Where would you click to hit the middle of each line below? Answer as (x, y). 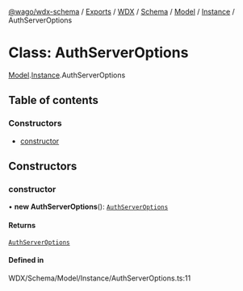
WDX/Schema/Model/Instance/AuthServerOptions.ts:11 (100, 278)
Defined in (26, 260)
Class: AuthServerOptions (98, 53)
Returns (22, 225)
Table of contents (53, 100)
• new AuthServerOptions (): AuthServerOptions (88, 207)
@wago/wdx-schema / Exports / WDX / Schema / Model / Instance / (122, 12)
